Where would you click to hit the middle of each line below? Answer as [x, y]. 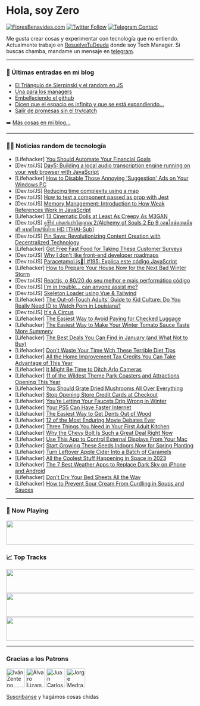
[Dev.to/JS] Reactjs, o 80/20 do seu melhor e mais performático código [102, 280]
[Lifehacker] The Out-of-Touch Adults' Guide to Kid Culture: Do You [98, 299]
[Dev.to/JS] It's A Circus [44, 312]
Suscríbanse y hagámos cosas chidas [53, 697]
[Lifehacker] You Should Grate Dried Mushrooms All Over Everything [99, 388]
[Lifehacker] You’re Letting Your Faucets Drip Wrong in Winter [90, 401]
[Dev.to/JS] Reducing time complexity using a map [77, 191]
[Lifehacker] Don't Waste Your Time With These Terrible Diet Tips [95, 350]
